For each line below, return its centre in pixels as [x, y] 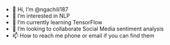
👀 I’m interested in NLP [41, 16]
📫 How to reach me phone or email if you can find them [83, 36]
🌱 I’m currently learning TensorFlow [57, 22]
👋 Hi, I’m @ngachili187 [40, 9]
